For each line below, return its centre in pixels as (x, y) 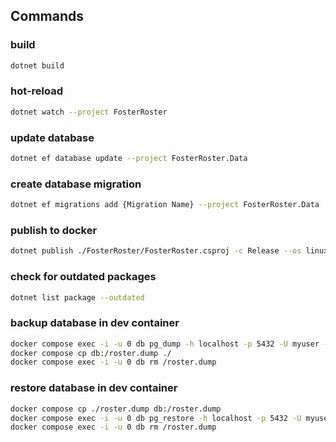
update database (52, 137)
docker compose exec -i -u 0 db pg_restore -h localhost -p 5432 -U (156, 418)
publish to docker (54, 230)
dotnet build (37, 65)
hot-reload (37, 91)
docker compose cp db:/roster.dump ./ (91, 353)
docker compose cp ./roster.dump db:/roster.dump (116, 409)
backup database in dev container (95, 323)
